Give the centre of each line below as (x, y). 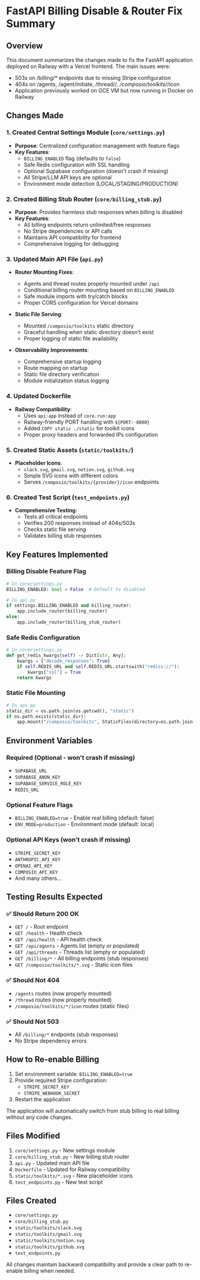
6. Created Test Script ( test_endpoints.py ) (68, 497)
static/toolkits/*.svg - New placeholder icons (74, 1176)
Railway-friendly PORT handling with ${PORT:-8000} (87, 422)
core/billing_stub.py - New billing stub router (72, 1157)
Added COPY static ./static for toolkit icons (79, 428)
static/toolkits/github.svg (49, 1247)
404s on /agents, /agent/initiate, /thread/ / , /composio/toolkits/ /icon (97, 84)
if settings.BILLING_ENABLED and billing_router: (69, 606)
